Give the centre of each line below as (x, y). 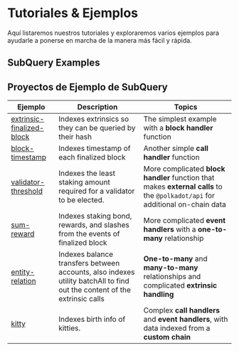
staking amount (84, 182)
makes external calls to (183, 187)
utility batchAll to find (94, 281)
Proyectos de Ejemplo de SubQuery (88, 87)
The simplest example (180, 119)
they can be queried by (97, 128)
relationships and (172, 277)
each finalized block (92, 157)
